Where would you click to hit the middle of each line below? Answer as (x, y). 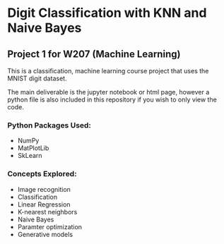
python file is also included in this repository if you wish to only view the (112, 99)
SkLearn (30, 156)
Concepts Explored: (42, 174)
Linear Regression (44, 204)
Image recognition (44, 189)
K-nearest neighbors (47, 212)
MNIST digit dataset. (37, 78)
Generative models (45, 234)
